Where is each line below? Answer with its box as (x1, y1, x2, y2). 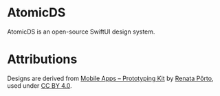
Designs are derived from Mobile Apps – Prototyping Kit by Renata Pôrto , (7, 74, 214, 82)
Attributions (7, 51, 78, 67)
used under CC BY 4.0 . (7, 81, 72, 90)
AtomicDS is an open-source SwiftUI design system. (7, 27, 155, 36)
